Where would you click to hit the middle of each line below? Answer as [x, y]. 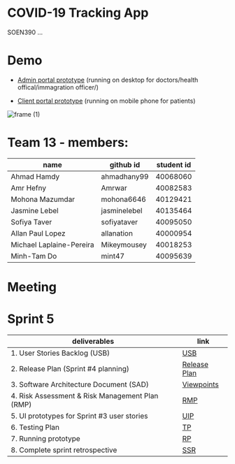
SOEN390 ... [25, 32]
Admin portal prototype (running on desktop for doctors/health [108, 80]
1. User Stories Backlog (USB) [60, 353]
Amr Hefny [29, 188]
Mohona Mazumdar [43, 199]
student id [174, 164]
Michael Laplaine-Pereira [52, 245]
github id [125, 164]
